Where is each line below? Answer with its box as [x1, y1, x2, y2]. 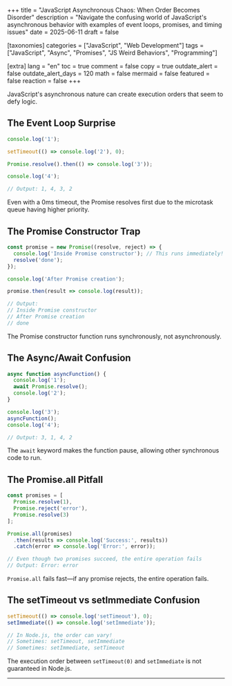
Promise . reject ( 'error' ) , [13, 505, 88, 512]
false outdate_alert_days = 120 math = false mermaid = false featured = [7, 69, 211, 77]
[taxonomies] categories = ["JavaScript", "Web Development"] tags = [7, 41, 204, 49]
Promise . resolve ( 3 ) [13, 511, 70, 518]
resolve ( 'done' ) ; [13, 256, 64, 263]
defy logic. [7, 97, 38, 106]
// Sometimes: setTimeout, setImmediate [7, 638, 126, 645]
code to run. [7, 454, 42, 462]
